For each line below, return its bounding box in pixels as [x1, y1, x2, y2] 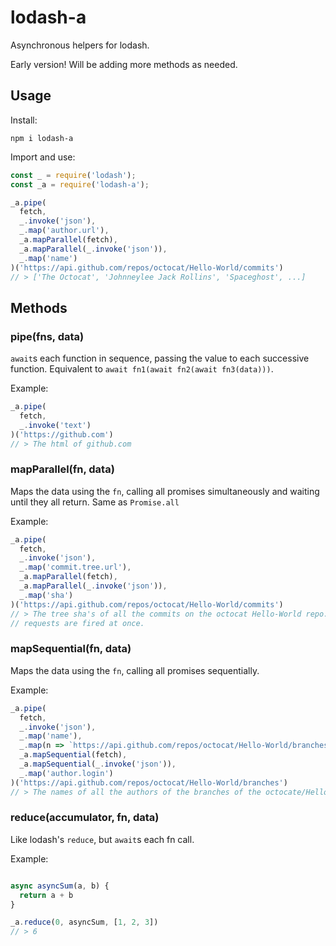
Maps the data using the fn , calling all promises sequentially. [10, 664, 260, 676]
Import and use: [10, 151, 76, 163]
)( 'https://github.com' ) [10, 429, 114, 440]
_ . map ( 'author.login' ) [19, 768, 114, 778]
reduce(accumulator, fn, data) [10, 811, 160, 825]
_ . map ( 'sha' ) [19, 590, 74, 600]
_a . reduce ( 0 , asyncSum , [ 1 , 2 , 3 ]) [10, 917, 159, 928]
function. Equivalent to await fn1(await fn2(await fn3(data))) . [10, 363, 274, 375]
